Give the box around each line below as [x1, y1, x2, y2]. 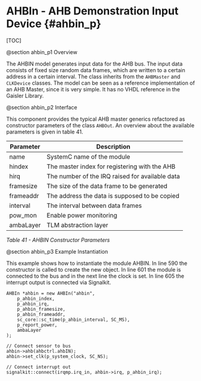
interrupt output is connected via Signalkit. [6, 278, 112, 286]
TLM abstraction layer [46, 221, 109, 229]
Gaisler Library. [6, 92, 44, 99]
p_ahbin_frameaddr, [17, 311, 66, 317]
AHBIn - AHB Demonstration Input [6, 4, 179, 18]
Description [96, 142, 131, 151]
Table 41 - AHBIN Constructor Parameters [6, 236, 110, 243]
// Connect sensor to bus [6, 343, 71, 349]
